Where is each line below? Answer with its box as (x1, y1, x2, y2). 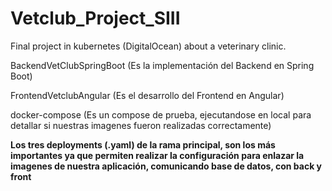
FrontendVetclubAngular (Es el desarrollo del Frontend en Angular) (10, 89, 285, 101)
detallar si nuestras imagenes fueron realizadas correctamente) (10, 119, 272, 131)
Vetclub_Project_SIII (10, 7, 181, 30)
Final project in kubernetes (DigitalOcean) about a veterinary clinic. (10, 40, 287, 52)
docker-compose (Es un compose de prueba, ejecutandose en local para (10, 108, 312, 121)
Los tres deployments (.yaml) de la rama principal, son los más (10, 138, 276, 151)
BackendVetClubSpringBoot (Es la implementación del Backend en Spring (10, 59, 315, 71)
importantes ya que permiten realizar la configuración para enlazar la (10, 149, 305, 161)
